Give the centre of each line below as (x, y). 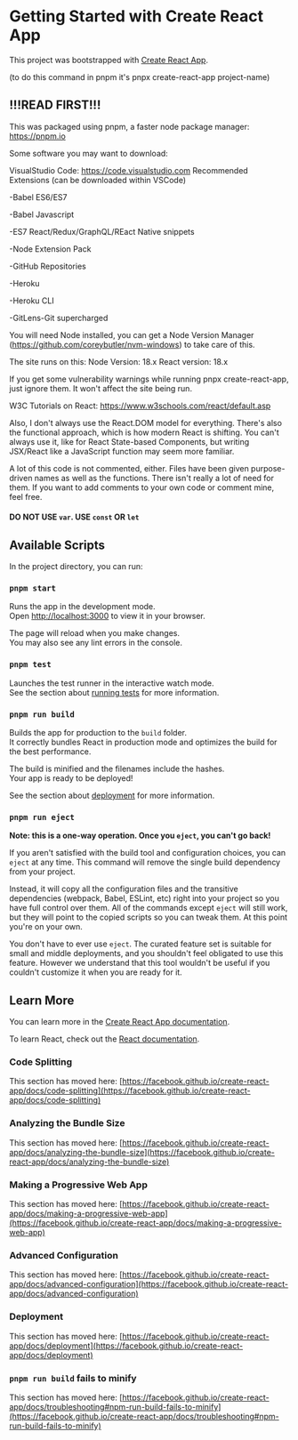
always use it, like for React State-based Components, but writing (129, 441)
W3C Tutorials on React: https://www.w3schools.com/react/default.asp (140, 406)
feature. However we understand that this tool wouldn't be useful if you (140, 963)
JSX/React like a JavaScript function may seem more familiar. (122, 451)
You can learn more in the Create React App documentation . (120, 1022)
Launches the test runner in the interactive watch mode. (112, 683)
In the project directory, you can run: (76, 567)
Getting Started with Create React (137, 16)
